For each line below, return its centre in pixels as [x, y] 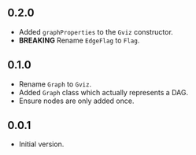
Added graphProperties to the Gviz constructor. [96, 31]
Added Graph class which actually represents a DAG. [104, 92]
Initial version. [41, 144]
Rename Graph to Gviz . [55, 84]
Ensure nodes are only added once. [76, 101]
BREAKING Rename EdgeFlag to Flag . [79, 40]
